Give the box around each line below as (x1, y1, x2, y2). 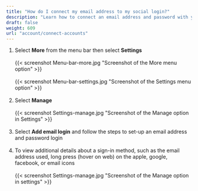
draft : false (6, 19, 38, 25)
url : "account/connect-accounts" (6, 31, 88, 37)
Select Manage (14, 97, 52, 104)
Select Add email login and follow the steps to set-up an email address (14, 128, 187, 136)
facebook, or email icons (14, 160, 75, 167)
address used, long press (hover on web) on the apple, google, (14, 153, 168, 160)
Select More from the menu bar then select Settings (14, 47, 143, 54)
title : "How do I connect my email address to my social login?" (6, 8, 170, 15)
